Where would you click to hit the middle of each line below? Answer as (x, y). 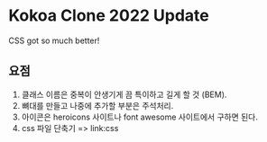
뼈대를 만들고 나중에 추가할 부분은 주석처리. (97, 105)
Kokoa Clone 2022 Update (109, 16)
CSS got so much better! (54, 40)
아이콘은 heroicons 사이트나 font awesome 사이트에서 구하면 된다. (140, 117)
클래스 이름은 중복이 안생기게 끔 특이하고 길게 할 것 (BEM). (124, 94)
